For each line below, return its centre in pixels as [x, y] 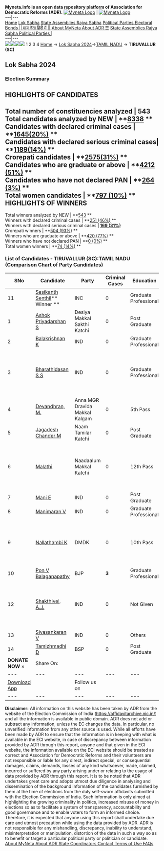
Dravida [83, 406]
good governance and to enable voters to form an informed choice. [73, 812]
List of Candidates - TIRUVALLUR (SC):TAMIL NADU [68, 259]
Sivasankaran [51, 632]
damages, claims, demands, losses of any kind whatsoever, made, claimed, [81, 765]
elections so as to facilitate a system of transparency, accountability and [78, 807]
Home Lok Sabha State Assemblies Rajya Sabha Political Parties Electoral [79, 23]
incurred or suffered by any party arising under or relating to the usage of [79, 771]
